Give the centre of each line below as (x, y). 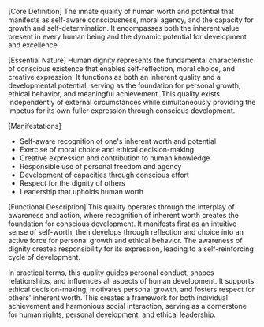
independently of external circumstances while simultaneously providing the (132, 102)
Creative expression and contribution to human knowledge (115, 158)
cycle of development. (45, 257)
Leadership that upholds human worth (82, 192)
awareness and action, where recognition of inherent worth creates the (123, 215)
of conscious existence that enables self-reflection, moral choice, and (121, 69)
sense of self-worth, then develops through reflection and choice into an (126, 232)
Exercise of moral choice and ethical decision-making (107, 150)
